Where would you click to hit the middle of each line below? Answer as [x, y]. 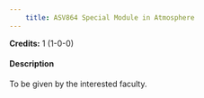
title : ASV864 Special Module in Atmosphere [110, 18]
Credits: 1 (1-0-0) [42, 43]
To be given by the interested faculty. [78, 84]
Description [32, 64]
